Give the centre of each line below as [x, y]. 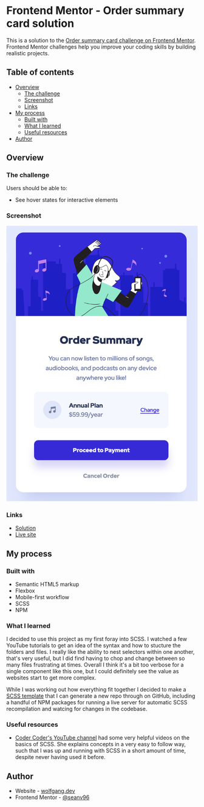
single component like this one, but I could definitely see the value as [93, 671]
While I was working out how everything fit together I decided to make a [96, 690]
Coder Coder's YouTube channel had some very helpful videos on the [102, 738]
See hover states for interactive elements [66, 200]
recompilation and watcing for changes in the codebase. [77, 709]
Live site [25, 535]
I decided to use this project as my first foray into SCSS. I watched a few [97, 639]
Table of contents [40, 73]
